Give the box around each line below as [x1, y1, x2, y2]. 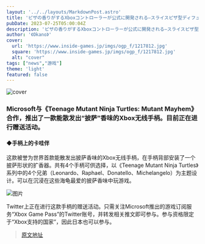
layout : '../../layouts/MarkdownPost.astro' [6, 9, 121, 15]
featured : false [6, 72, 48, 78]
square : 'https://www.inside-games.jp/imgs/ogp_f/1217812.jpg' [12, 49, 176, 55]
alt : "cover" [12, 54, 45, 61]
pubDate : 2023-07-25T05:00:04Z [6, 20, 86, 26]
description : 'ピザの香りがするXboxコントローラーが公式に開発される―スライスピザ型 [6, 26, 200, 32]
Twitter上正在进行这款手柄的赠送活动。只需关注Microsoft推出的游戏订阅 [6, 203, 187, 210]
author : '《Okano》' [6, 32, 52, 38]
